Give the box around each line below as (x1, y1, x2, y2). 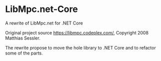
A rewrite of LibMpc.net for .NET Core (5, 20, 83, 26)
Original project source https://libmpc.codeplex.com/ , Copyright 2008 (5, 29, 149, 35)
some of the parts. (5, 50, 43, 56)
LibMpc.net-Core (5, 3, 78, 15)
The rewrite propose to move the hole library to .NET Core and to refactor (5, 44, 156, 50)
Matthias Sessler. (5, 35, 41, 41)
